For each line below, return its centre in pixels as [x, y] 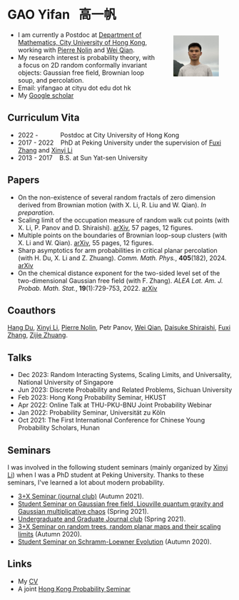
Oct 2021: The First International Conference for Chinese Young [111, 420]
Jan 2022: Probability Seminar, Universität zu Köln [91, 413]
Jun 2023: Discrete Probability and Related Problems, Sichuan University [125, 390]
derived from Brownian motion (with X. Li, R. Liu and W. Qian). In [112, 205]
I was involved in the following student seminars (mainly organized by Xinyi [118, 467]
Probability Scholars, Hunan [59, 428]
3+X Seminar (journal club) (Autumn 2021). [81, 496]
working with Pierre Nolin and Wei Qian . [76, 50]
